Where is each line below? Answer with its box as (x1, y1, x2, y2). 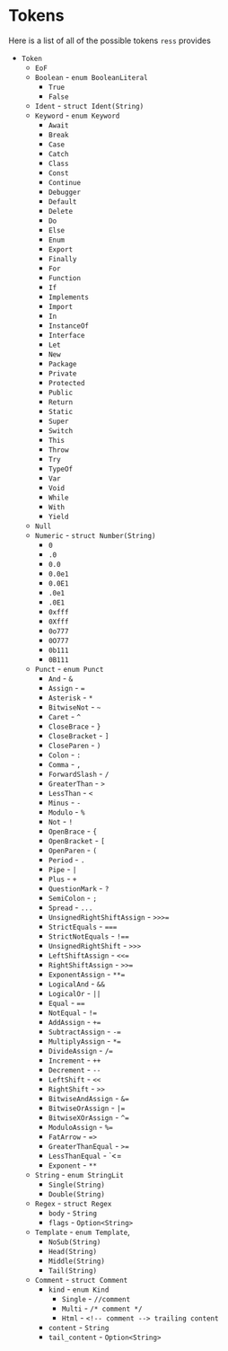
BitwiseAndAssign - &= (48, 1092, 129, 1103)
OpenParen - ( (48, 844, 98, 855)
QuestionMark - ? (48, 882, 110, 894)
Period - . (48, 854, 85, 865)
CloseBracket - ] (48, 729, 110, 741)
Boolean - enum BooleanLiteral (34, 71, 149, 82)
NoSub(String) (48, 1237, 101, 1247)
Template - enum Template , (34, 1226, 131, 1237)
